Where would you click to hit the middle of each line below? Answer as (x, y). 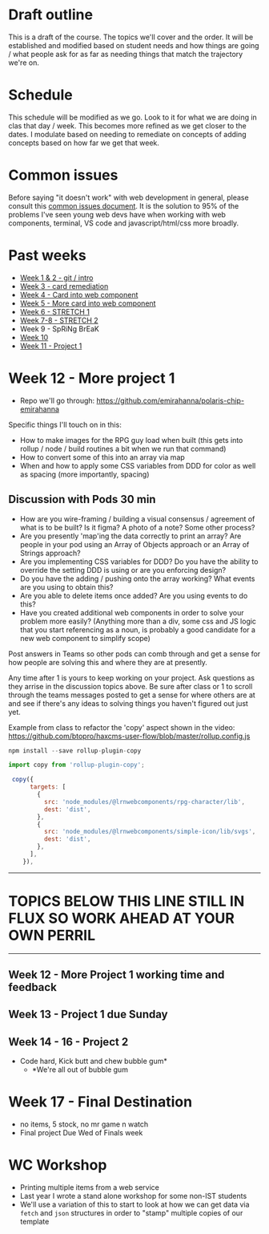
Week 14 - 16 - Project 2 (68, 1042)
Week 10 (34, 337)
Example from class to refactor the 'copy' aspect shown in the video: (122, 727)
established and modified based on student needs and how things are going (134, 45)
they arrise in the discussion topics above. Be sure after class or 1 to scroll (130, 686)
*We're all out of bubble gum (80, 1070)
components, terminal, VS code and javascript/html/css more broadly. (124, 223)
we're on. (24, 63)
